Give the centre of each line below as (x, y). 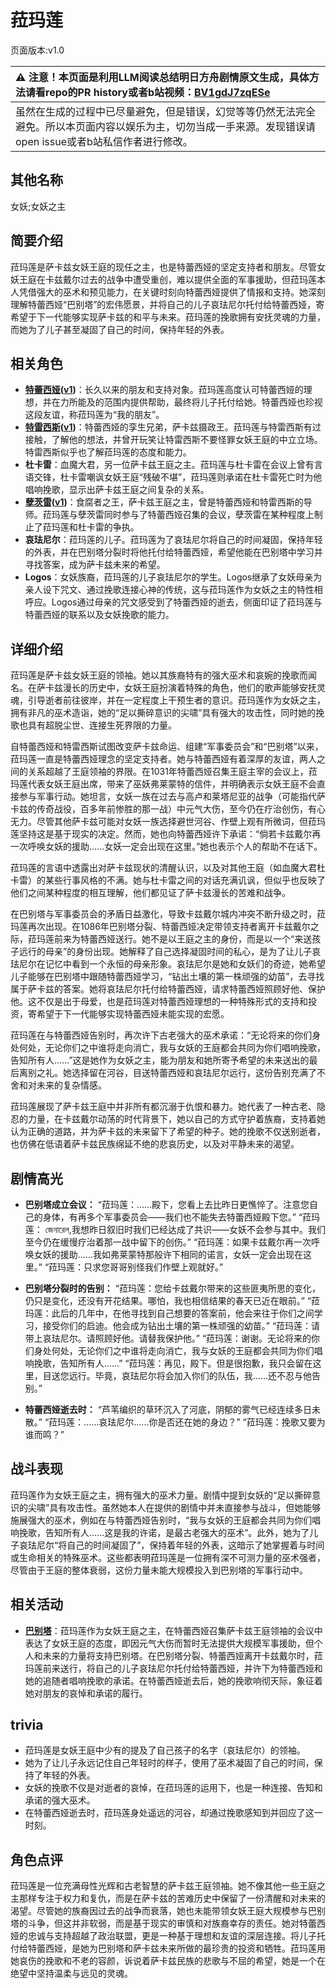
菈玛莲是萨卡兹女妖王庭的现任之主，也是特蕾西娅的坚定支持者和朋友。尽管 (163, 267)
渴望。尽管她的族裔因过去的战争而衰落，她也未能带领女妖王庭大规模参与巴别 (168, 1911)
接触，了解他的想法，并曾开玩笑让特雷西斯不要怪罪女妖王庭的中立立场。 (173, 440)
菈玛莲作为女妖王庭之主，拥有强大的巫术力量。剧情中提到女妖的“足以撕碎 (161, 1495)
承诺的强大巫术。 (60, 1800)
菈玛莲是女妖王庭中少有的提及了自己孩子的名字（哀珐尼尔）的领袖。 (165, 1750)
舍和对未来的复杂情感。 (58, 1085)
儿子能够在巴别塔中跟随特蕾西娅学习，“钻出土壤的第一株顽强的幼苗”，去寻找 (167, 977)
